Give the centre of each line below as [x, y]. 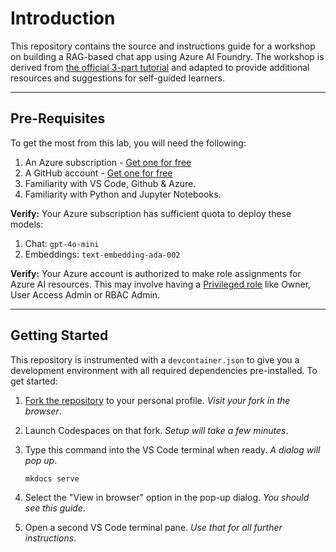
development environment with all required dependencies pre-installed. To [164, 370]
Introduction [63, 18]
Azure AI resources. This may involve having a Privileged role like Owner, [161, 284]
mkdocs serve [52, 478]
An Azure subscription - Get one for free [108, 162]
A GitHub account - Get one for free [98, 173]
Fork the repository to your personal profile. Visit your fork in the [157, 400]
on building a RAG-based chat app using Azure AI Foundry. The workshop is [167, 56]
